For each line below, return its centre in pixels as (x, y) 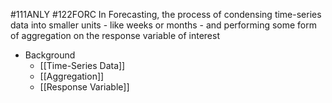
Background (50, 55)
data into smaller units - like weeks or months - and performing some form (163, 25)
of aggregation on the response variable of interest (115, 35)
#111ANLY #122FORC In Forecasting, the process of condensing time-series (166, 14)
